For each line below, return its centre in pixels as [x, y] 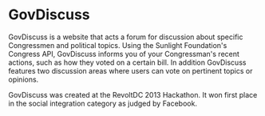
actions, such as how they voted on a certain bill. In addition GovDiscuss [127, 62]
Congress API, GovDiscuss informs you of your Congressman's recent [124, 54]
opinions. [24, 79]
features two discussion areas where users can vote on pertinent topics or [131, 70]
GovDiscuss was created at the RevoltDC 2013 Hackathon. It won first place [133, 94]
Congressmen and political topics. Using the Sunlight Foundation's [118, 45]
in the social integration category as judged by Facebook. [103, 103]
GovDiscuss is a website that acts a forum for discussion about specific [126, 37]
